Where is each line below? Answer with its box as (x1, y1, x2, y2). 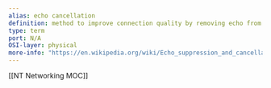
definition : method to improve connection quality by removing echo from (8, 19, 262, 27)
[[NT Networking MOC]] (8, 71, 89, 80)
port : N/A (8, 34, 42, 42)
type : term (8, 26, 45, 34)
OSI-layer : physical (8, 42, 78, 50)
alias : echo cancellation (8, 11, 95, 20)
